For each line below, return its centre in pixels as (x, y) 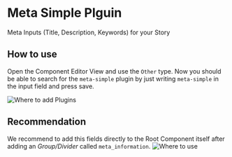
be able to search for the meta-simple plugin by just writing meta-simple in (113, 78)
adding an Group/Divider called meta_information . (79, 146)
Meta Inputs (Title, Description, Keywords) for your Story (89, 32)
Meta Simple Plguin (65, 13)
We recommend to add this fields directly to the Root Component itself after (116, 139)
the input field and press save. (51, 86)
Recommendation (46, 122)
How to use (32, 54)
